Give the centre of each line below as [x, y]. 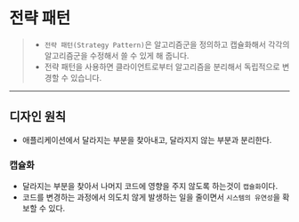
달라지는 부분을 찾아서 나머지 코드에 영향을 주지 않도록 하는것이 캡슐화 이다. [150, 186]
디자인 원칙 [38, 117]
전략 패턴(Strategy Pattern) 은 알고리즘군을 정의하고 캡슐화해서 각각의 [167, 44]
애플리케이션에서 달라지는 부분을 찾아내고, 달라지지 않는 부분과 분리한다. [147, 139]
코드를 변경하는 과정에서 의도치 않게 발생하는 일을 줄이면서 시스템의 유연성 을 [151, 197]
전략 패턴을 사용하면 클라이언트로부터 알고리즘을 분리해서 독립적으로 [162, 67]
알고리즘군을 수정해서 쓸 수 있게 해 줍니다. [117, 55]
